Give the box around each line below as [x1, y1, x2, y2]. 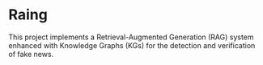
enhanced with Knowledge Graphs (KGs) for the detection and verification [8, 40, 256, 50]
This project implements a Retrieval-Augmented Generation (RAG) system [8, 32, 254, 42]
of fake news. [8, 49, 54, 59]
